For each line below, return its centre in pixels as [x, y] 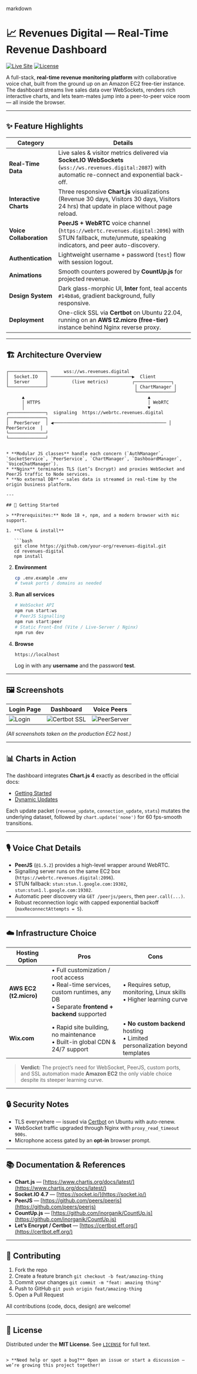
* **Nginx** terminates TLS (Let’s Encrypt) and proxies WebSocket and [95, 469]
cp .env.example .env [41, 578]
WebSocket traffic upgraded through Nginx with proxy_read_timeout [97, 1128]
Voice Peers [110, 709]
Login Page [25, 709]
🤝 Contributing [33, 1256]
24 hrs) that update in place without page [116, 206]
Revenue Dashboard [57, 50]
